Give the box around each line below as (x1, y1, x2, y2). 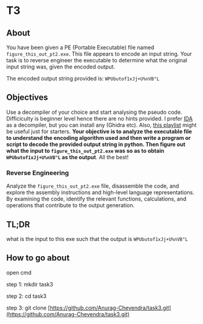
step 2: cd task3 (6, 292, 47, 300)
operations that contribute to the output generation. (6, 202, 135, 209)
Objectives (6, 92, 48, 103)
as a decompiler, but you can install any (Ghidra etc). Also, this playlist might (6, 121, 197, 128)
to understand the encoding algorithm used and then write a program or (6, 134, 191, 141)
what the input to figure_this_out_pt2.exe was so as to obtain (6, 147, 165, 154)
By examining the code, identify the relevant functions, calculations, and (6, 195, 187, 203)
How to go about (6, 253, 70, 263)
